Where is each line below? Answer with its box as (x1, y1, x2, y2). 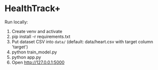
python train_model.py (11, 49, 57, 55)
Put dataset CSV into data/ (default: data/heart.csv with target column (11, 38, 154, 44)
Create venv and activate (11, 28, 63, 34)
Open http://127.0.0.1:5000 (11, 59, 65, 65)
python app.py (11, 54, 41, 60)
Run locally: (4, 19, 28, 25)
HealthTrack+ (4, 3, 61, 14)
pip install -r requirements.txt (11, 34, 70, 39)
